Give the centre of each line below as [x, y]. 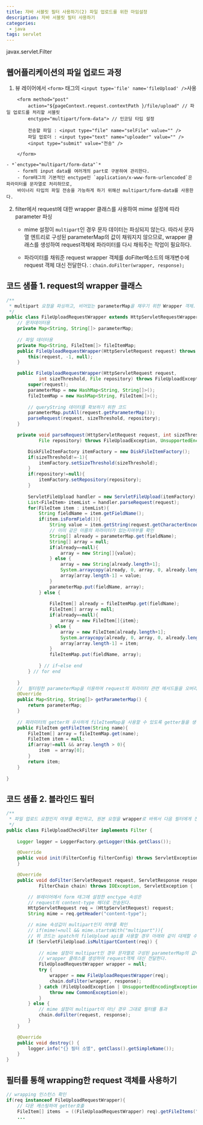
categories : [21, 23]
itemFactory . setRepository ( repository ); [90, 480]
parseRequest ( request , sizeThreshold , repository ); [95, 418]
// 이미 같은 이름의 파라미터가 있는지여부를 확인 [101, 531]
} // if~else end [60, 666]
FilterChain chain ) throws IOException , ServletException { [116, 886]
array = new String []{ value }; [98, 553]
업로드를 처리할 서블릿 [37, 112]
